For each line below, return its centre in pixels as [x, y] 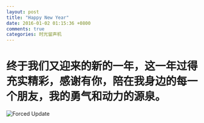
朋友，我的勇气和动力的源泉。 [92, 97]
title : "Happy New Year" [38, 18]
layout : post [23, 12]
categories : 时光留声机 [34, 35]
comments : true [25, 29]
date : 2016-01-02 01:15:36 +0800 [49, 23]
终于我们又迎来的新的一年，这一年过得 [102, 66]
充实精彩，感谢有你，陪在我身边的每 [97, 81]
